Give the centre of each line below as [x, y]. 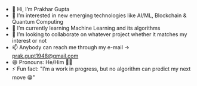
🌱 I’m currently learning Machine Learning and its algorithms [86, 28]
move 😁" [23, 77]
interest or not [29, 41]
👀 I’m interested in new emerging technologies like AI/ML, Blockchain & [99, 15]
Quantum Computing [38, 22]
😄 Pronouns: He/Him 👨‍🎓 [42, 62]
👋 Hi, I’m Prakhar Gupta [41, 9]
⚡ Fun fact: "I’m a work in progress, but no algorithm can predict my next [101, 69]
